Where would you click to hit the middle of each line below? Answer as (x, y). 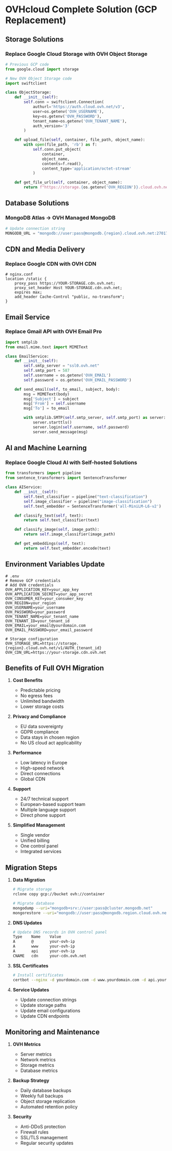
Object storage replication (48, 1101)
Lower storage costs (42, 706)
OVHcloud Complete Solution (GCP (81, 9)
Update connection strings (48, 999)
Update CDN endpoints (45, 1016)
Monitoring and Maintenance (52, 1032)
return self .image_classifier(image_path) (70, 534)
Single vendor (35, 835)
